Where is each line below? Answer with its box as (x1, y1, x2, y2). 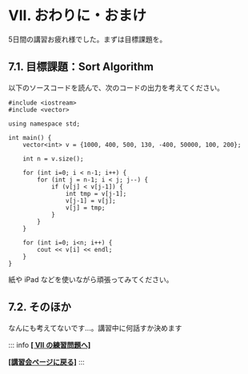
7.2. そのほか (8, 300, 72, 314)
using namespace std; (8, 120, 81, 128)
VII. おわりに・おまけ (8, 6, 146, 25)
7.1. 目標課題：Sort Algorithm (8, 60, 154, 74)
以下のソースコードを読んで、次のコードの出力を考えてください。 (8, 82, 224, 92)
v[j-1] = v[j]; (65, 197, 116, 205)
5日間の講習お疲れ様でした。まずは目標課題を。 (8, 34, 167, 44)
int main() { (8, 133, 52, 141)
